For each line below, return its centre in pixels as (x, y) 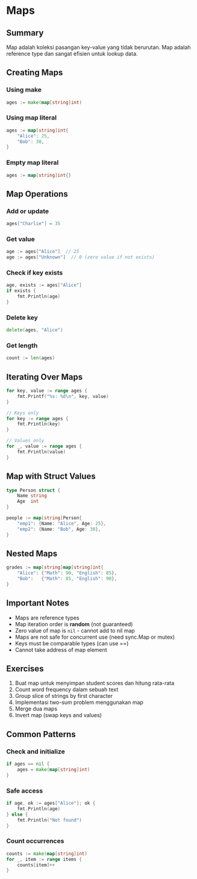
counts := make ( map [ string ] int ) (47, 854)
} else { (17, 814)
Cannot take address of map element (61, 650)
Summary (25, 33)
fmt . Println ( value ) (42, 452)
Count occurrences (35, 841)
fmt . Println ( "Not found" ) (50, 820)
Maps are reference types (47, 618)
